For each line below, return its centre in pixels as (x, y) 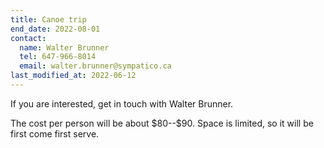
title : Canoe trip (48, 19)
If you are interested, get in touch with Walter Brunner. (122, 103)
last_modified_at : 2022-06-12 (73, 76)
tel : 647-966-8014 (58, 57)
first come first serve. (55, 133)
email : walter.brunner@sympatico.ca (95, 66)
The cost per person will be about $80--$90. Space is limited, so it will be (162, 123)
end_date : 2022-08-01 (55, 29)
